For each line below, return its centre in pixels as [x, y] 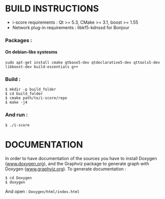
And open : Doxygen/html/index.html [42, 191]
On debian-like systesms [31, 52]
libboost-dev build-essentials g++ [42, 67]
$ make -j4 [16, 102]
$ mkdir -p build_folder [31, 89]
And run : [17, 115]
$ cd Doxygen [19, 178]
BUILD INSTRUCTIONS [52, 9]
